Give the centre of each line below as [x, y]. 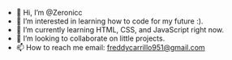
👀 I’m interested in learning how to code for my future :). [110, 21]
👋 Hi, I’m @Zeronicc [49, 13]
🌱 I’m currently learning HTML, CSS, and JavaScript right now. [120, 30]
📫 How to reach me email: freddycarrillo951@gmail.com [110, 47]
